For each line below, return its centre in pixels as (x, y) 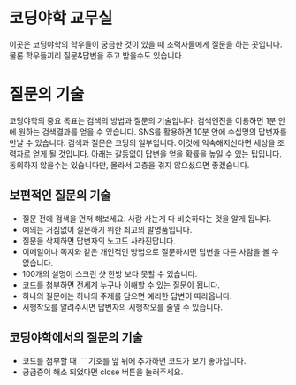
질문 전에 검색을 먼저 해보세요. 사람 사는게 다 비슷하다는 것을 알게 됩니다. (147, 219)
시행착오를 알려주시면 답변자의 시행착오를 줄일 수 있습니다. (122, 307)
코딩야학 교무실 (61, 18)
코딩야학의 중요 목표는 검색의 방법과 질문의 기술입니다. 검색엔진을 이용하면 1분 (143, 120)
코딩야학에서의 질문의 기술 (76, 338)
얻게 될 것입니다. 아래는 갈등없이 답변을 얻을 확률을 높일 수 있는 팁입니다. (157, 154)
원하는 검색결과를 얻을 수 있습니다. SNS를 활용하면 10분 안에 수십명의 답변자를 (152, 131)
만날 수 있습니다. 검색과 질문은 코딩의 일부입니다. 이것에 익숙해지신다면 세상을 (142, 142)
